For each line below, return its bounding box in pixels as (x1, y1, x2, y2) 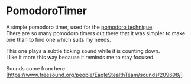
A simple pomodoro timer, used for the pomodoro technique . (6, 23, 154, 31)
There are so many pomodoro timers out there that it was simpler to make (6, 29, 186, 36)
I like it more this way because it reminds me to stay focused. (6, 53, 155, 61)
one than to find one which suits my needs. (6, 36, 111, 43)
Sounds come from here (6, 65, 66, 72)
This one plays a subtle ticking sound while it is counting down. (6, 47, 160, 54)
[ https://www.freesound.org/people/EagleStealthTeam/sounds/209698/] (6, 71, 183, 78)
